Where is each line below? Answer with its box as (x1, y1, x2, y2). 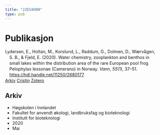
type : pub (5, 12, 25, 17)
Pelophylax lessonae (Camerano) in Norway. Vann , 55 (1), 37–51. (9, 66, 138, 72)
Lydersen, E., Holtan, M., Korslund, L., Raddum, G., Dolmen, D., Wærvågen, (5, 49, 155, 55)
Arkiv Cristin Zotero (5, 77, 44, 83)
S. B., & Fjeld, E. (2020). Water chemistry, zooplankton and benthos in (9, 55, 150, 60)
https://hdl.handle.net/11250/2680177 (9, 72, 84, 77)
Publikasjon (5, 33, 54, 44)
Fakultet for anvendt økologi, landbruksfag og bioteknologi (12, 110, 130, 116)
